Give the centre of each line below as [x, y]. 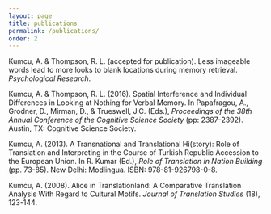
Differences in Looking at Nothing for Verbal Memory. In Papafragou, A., [129, 103]
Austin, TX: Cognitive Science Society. [72, 128]
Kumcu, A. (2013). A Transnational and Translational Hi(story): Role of [124, 144]
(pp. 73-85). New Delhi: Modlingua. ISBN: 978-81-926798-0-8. [113, 170]
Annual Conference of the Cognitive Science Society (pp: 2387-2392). [126, 120]
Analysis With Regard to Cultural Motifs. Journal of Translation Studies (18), [134, 194]
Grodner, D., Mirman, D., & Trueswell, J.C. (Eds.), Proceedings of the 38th [130, 111]
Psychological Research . [50, 78]
